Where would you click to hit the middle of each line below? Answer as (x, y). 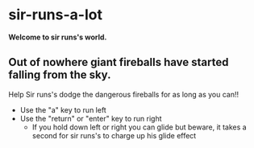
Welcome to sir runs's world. (58, 37)
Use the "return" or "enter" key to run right (91, 118)
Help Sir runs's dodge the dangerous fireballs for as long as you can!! (124, 94)
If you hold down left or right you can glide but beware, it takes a (139, 127)
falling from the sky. (60, 75)
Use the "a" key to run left (63, 109)
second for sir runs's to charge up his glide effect (114, 135)
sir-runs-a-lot (56, 15)
